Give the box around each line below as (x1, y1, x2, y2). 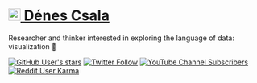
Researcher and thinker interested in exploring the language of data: (8, 33, 235, 43)
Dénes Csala (23, 6, 110, 25)
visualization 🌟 (8, 41, 56, 51)
